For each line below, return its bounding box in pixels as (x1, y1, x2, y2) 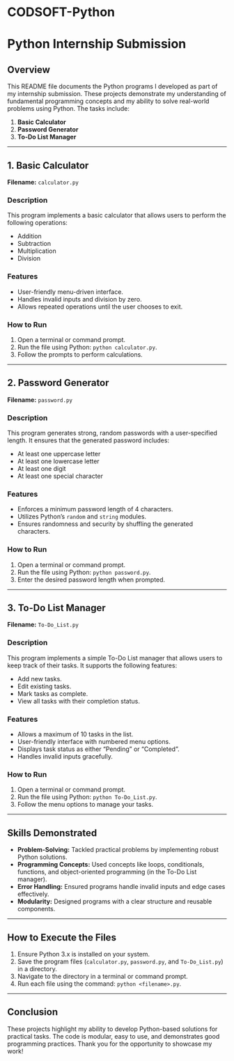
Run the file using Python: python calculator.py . (17, 343, 157, 351)
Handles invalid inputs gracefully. (17, 752, 113, 760)
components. (17, 905, 56, 913)
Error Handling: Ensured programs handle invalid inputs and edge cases (17, 883, 226, 891)
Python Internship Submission (7, 36, 187, 52)
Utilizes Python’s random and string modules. (17, 513, 147, 521)
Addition (17, 232, 42, 240)
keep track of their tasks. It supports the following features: (7, 661, 178, 669)
